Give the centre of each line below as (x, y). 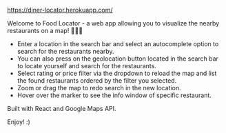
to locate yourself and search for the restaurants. (86, 66)
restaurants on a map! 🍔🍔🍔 (45, 31)
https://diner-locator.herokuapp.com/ (60, 10)
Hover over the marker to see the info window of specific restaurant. (114, 95)
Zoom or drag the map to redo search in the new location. (99, 88)
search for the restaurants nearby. (65, 51)
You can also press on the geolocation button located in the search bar (118, 59)
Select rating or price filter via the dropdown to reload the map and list (117, 73)
